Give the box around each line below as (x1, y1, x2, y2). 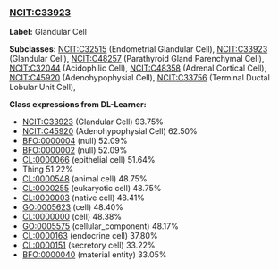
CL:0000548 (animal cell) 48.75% (21, 173, 148, 184)
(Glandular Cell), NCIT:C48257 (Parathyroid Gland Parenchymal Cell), (9, 54, 265, 64)
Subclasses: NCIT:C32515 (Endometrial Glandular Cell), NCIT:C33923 (9, 44, 268, 55)
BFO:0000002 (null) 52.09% (21, 145, 128, 156)
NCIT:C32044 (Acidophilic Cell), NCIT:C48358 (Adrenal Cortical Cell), (9, 63, 266, 73)
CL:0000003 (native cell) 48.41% (21, 192, 146, 203)
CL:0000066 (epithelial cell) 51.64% (21, 155, 156, 165)
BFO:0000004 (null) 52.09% (21, 136, 128, 147)
